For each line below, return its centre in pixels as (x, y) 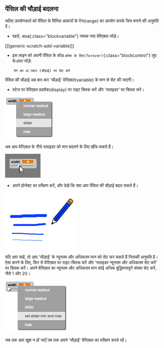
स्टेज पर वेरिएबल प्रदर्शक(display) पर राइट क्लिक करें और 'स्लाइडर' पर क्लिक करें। (78, 89)
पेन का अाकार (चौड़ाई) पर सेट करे (42, 71)
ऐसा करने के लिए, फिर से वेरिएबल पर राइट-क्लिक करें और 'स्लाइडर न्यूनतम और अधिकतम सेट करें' (81, 262)
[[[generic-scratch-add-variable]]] (40, 46)
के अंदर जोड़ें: (22, 61)
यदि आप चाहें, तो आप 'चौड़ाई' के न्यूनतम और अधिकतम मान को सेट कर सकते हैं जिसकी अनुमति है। (82, 257)
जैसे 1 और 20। (18, 273)
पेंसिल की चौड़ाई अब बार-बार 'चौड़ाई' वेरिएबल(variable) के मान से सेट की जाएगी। (70, 80)
